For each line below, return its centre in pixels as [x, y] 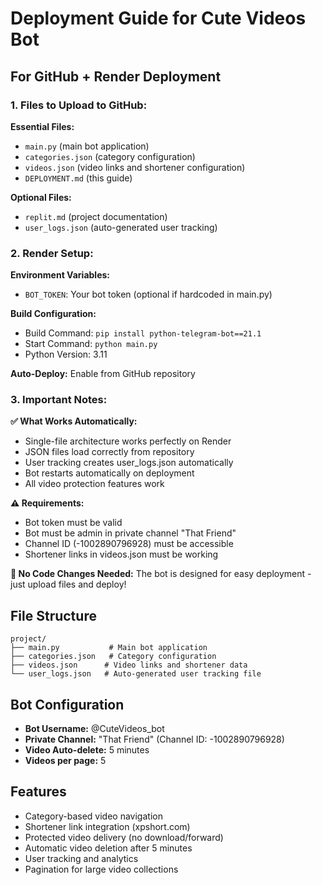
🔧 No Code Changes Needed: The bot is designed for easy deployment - [161, 574]
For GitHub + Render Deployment [116, 76]
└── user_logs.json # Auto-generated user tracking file [136, 674]
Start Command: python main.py [91, 344]
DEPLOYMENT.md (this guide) [78, 178]
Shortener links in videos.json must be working [121, 554]
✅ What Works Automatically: [74, 421]
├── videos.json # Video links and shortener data [129, 665]
